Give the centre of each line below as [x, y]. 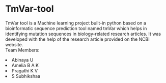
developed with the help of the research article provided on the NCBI [77, 39]
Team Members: [22, 50]
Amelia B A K [25, 65]
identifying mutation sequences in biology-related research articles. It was [83, 34]
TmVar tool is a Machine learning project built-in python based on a [76, 23]
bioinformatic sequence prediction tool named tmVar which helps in [76, 28]
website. [14, 44]
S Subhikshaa [26, 76]
